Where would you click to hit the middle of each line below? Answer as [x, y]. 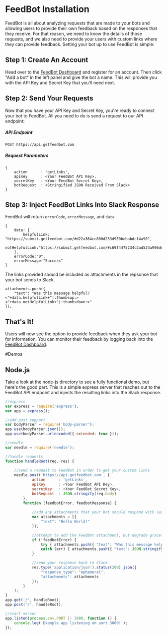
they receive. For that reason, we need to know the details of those [74, 33]
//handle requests [24, 456]
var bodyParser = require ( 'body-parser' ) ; [50, 425]
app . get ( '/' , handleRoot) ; [33, 600]
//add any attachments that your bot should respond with [93, 512]
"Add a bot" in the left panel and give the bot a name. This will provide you [81, 77]
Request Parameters [27, 155]
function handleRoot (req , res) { [40, 461]
